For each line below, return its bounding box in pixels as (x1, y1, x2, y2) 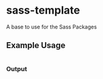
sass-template (6, 4, 80, 17)
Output (6, 65, 28, 73)
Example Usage (6, 40, 66, 50)
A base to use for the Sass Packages (6, 23, 97, 30)
